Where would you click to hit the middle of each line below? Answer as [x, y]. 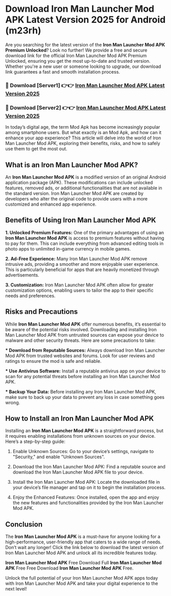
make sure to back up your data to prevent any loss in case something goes [85, 397]
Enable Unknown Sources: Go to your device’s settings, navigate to [83, 452]
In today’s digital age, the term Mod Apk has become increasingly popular [83, 127]
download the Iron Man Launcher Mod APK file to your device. [78, 472]
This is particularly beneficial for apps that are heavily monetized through [82, 269]
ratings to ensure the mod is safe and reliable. [53, 361]
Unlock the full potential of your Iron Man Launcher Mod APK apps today [82, 578]
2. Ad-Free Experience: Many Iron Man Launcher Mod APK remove [76, 259]
